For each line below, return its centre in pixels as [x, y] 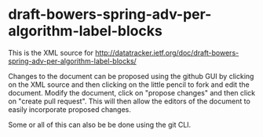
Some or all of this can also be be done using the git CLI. [100, 124]
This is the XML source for [51, 52]
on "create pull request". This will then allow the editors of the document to [130, 101]
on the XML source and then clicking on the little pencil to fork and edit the [129, 85]
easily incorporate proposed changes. [70, 109]
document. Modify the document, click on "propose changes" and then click [132, 92]
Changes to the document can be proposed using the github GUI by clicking [131, 76]
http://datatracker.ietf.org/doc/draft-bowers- [167, 52]
